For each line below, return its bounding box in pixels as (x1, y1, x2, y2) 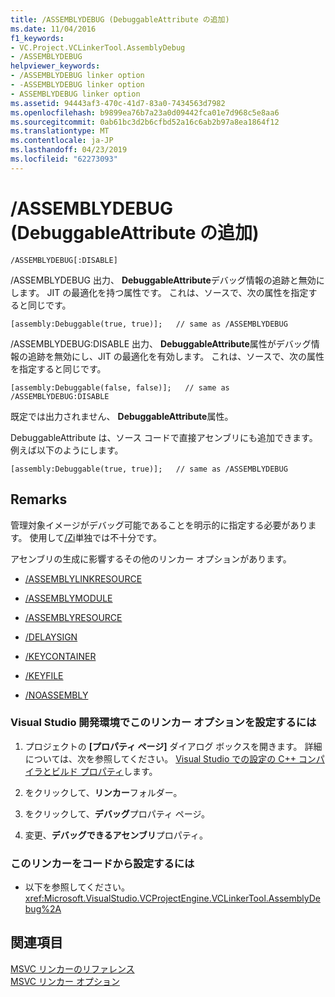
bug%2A (24, 903, 62, 915)
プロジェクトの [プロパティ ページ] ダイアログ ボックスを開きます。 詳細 (24, 740, 323, 752)
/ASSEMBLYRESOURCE (24, 611, 123, 623)
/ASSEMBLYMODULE (24, 592, 113, 604)
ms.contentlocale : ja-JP (10, 136, 114, 146)
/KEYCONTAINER (24, 650, 97, 662)
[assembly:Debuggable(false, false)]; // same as (10, 382, 230, 393)
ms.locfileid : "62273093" (10, 154, 118, 164)
